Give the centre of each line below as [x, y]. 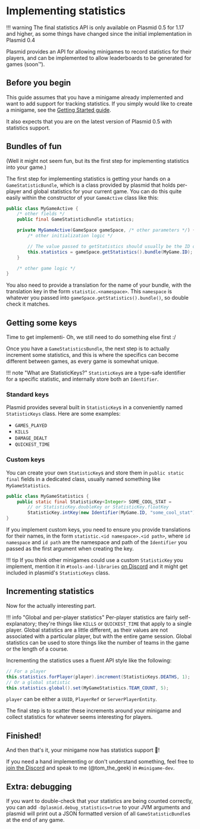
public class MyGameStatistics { [48, 496]
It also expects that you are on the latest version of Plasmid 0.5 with [89, 121]
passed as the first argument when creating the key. [70, 549]
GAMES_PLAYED [31, 426]
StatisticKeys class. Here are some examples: [63, 414]
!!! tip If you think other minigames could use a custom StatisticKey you [95, 560]
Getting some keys [42, 323]
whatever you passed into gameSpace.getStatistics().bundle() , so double [98, 298]
